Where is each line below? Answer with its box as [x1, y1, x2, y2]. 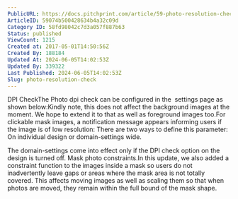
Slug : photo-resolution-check [7, 76, 97, 83]
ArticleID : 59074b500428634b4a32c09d [7, 17, 119, 24]
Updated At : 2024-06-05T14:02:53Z [7, 56, 110, 64]
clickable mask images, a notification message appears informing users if [7, 118, 222, 126]
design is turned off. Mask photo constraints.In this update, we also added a [7, 154, 229, 162]
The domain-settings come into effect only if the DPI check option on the [7, 146, 220, 155]
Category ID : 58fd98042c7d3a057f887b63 [7, 23, 125, 30]
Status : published [7, 30, 62, 37]
